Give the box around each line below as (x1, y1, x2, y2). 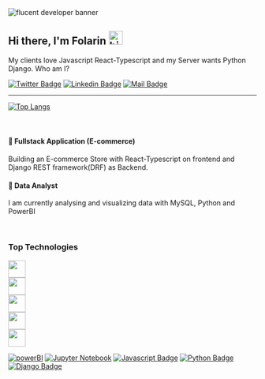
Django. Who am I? (8, 63, 69, 73)
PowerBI (8, 207, 35, 216)
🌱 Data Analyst (8, 181, 58, 190)
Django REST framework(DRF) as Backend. (8, 163, 148, 172)
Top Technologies (8, 242, 79, 253)
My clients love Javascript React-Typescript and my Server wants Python (8, 55, 247, 65)
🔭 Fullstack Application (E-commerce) (8, 137, 136, 146)
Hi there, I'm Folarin (8, 35, 106, 48)
